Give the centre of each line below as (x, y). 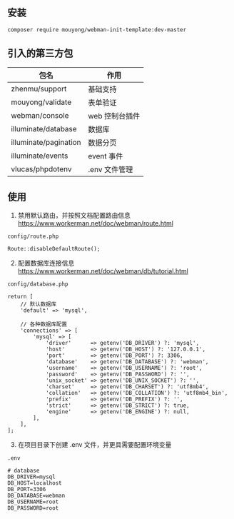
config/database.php (38, 284)
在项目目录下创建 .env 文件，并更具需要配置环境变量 (95, 445)
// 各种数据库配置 (44, 324)
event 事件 (106, 156)
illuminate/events (40, 156)
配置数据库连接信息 (46, 263)
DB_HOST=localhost (35, 483)
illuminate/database (44, 129)
